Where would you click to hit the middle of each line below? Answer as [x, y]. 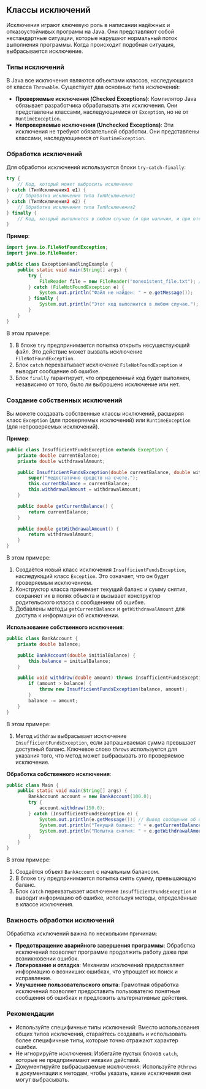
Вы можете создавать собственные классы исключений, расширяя [95, 413]
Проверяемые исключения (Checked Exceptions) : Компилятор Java [106, 99]
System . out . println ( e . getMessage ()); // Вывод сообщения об [117, 819]
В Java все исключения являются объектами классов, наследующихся [100, 81]
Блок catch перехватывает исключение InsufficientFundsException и [105, 892]
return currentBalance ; [59, 512]
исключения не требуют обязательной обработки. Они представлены [107, 132]
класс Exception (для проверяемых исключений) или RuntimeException [99, 420]
